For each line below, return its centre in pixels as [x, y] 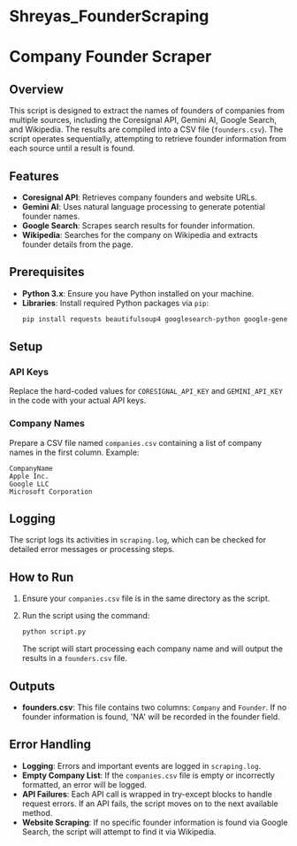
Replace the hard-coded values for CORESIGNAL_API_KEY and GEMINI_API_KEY [146, 391]
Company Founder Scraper [110, 57]
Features [34, 176]
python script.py [54, 632]
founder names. [51, 216]
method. [37, 812]
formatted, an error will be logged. [84, 784]
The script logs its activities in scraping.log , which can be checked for [138, 540]
